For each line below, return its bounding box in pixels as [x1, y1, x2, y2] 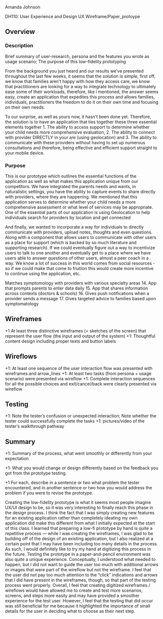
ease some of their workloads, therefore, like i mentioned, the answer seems [5, 89, 159, 95]
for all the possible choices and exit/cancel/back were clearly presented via [5, 381, 157, 387]
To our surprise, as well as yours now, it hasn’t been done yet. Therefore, [5, 114, 151, 119]
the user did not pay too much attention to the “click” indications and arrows [5, 572, 158, 578]
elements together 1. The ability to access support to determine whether [5, 124, 150, 130]
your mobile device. [5, 150, 45, 155]
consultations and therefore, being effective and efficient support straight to [5, 145, 158, 151]
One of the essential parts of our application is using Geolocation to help [5, 209, 150, 215]
